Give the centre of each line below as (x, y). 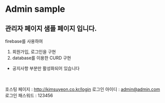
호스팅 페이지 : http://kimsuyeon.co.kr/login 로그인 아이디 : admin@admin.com (82, 89)
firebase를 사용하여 (24, 41)
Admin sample (35, 9)
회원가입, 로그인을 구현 (34, 52)
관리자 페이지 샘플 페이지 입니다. (51, 28)
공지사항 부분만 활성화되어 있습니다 (46, 68)
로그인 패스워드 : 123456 (29, 95)
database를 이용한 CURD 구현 (42, 58)
